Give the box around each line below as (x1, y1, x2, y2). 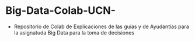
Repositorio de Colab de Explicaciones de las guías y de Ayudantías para (13, 23, 189, 30)
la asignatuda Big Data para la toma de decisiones (13, 29, 135, 36)
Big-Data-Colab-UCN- (5, 4, 116, 17)
